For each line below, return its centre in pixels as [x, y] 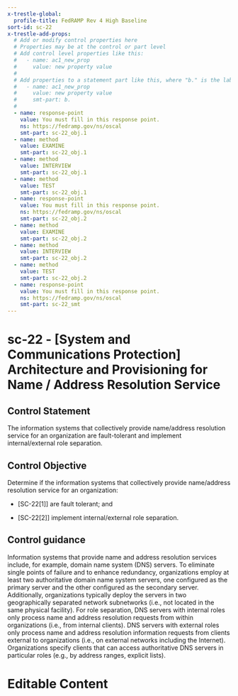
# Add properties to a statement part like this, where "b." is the [117, 80]
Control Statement [49, 411]
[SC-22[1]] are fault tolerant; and [65, 504]
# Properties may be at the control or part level [90, 47]
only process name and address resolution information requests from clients [119, 632]
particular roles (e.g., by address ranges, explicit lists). [87, 655]
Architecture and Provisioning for [108, 370]
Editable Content [58, 684]
